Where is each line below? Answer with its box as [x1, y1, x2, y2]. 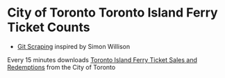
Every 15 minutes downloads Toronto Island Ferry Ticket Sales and [7, 55, 198, 64]
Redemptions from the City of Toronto [7, 63, 116, 71]
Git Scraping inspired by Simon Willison [17, 42, 131, 50]
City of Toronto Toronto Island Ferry [7, 5, 218, 21]
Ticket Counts [7, 19, 90, 35]
